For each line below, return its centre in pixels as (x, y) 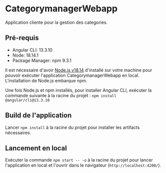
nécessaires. (18, 132)
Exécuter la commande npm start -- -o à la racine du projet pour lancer (79, 160)
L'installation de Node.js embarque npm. (46, 80)
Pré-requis (22, 38)
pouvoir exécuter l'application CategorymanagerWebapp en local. (72, 75)
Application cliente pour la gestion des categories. (56, 22)
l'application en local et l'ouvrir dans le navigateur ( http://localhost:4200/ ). (83, 165)
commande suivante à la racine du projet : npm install (61, 95)
